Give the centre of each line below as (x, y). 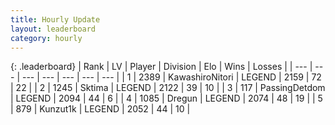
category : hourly (46, 38)
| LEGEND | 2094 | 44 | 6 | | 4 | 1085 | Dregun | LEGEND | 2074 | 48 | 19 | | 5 (166, 98)
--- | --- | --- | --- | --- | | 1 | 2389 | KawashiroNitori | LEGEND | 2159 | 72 (171, 77)
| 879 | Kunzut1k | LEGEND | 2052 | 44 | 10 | (100, 109)
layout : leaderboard (53, 29)
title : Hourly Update (55, 19)
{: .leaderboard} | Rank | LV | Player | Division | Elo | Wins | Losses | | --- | (161, 67)
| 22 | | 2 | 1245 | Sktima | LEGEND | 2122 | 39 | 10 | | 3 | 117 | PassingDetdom (168, 88)
